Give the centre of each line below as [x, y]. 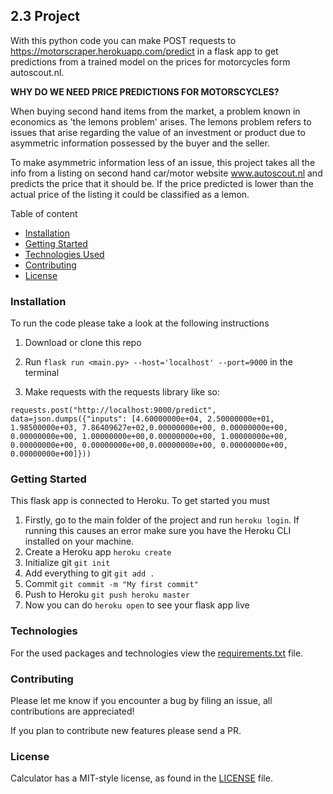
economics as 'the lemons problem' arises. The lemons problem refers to [161, 121]
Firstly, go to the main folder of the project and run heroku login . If [162, 520]
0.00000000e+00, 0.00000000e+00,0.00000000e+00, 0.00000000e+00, [149, 445]
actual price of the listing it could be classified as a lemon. [130, 194]
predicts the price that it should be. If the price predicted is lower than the [162, 183]
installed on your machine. [79, 541]
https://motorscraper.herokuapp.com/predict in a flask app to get [144, 51]
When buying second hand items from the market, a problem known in [155, 111]
